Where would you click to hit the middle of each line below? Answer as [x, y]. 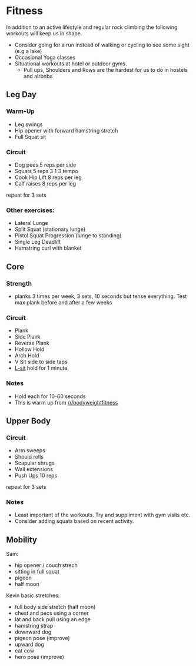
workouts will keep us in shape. [44, 33]
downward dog [33, 632]
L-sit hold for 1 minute [41, 368]
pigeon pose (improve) [42, 638]
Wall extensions [34, 469]
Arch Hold [27, 356]
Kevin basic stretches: [33, 595]
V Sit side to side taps [41, 362]
